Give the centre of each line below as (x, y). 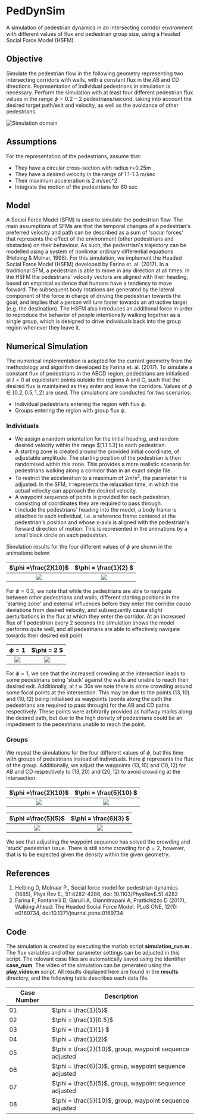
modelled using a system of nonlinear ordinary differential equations (90, 251)
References (28, 873)
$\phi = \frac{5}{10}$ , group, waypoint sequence (120, 1101)
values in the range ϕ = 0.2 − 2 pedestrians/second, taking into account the (99, 99)
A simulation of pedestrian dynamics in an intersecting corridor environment (100, 27)
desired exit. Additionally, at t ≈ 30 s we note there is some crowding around (99, 686)
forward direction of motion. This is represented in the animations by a (101, 529)
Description (121, 996)
